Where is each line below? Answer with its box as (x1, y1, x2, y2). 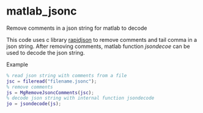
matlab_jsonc (6, 4, 77, 18)
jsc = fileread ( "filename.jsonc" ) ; (6, 78, 97, 84)
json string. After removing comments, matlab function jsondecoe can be (6, 43, 191, 50)
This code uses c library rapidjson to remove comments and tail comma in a (6, 36, 197, 43)
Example (6, 61, 29, 68)
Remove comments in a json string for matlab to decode (6, 24, 147, 32)
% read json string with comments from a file (6, 72, 127, 78)
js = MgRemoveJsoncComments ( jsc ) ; (6, 89, 95, 95)
